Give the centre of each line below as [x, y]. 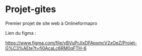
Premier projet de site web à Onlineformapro [51, 23]
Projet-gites [31, 9]
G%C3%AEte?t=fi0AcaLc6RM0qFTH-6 [46, 48]
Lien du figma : [21, 33]
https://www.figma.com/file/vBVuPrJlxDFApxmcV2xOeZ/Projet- [71, 43]
